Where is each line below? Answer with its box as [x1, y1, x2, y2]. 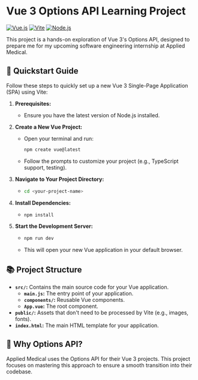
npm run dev [23, 236, 54, 242]
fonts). [14, 316, 32, 323]
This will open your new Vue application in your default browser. [23, 247, 183, 254]
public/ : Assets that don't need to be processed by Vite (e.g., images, [14, 309, 189, 316]
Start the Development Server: [14, 222, 93, 230]
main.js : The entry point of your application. [23, 290, 134, 297]
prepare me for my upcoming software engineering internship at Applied [6, 42, 185, 49]
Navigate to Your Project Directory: [14, 176, 104, 183]
